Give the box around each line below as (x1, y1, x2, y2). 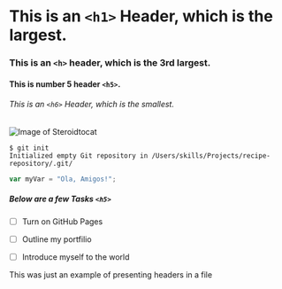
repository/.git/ (9, 159, 73, 168)
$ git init (9, 144, 50, 152)
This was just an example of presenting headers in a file (9, 269, 213, 280)
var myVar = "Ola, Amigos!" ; (9, 175, 117, 184)
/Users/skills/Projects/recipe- (151, 151, 271, 160)
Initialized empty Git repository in (9, 151, 149, 160)
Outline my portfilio (21, 233, 92, 245)
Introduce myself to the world (21, 251, 130, 262)
